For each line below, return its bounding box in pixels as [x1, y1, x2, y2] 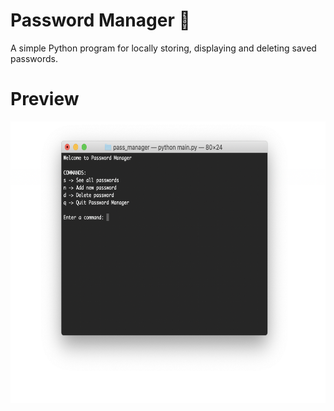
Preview [10, 88, 80, 111]
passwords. [10, 52, 58, 64]
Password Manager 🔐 [10, 9, 191, 32]
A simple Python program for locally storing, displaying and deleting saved [10, 42, 317, 54]
